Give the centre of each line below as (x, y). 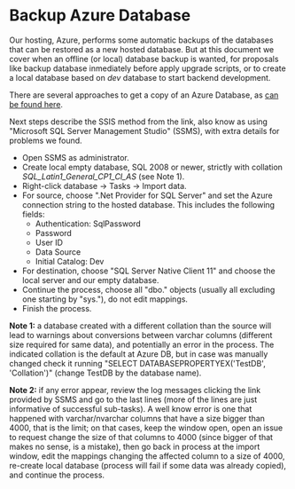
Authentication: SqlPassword (88, 224)
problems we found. (46, 140)
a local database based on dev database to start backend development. (140, 77)
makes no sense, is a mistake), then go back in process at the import (135, 446)
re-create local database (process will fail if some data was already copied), (147, 465)
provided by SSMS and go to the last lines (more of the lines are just (133, 399)
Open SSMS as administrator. (76, 157)
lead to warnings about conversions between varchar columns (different (141, 335)
